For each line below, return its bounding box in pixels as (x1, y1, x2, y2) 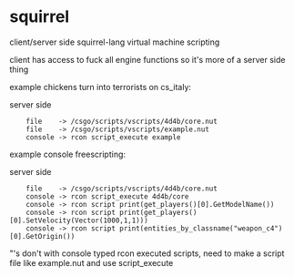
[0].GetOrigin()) (9, 231, 76, 241)
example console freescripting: (9, 149, 126, 159)
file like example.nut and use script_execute (9, 257, 174, 268)
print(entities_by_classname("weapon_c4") (119, 223, 283, 233)
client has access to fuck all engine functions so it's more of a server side (9, 54, 286, 65)
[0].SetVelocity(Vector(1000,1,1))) (9, 216, 148, 225)
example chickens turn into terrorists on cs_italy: (9, 81, 192, 92)
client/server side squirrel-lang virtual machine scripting (9, 36, 220, 47)
